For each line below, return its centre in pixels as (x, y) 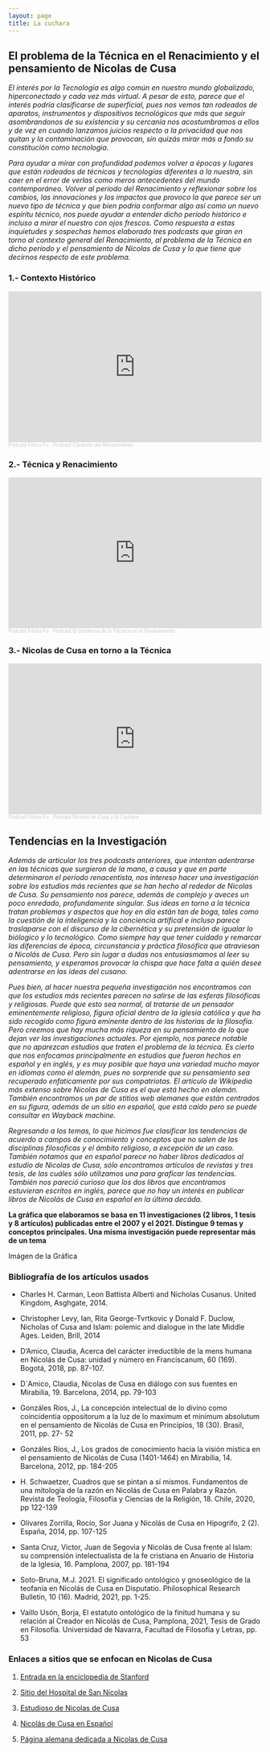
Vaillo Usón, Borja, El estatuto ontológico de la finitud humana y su (130, 1613)
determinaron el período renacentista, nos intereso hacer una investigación (133, 878)
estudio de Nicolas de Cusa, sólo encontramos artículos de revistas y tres (131, 1165)
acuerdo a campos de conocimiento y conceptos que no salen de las (123, 1140)
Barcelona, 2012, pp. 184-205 (69, 1466)
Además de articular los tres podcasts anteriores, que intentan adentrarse (132, 861)
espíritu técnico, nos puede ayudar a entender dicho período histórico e (128, 215)
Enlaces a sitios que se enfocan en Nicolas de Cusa (110, 1659)
